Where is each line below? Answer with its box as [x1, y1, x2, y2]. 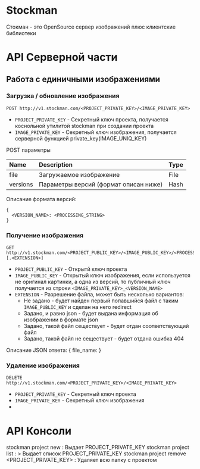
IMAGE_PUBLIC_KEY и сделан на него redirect [23, 304, 132, 311]
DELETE [6, 375, 23, 381]
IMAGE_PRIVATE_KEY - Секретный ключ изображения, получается [14, 129, 177, 136]
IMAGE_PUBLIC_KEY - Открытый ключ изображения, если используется [14, 272, 190, 279]
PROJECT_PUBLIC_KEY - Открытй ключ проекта [14, 265, 127, 273]
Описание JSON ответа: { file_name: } [6, 346, 101, 354]
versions [9, 180, 33, 188]
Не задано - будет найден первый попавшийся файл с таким [23, 297, 179, 304]
